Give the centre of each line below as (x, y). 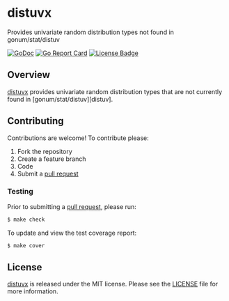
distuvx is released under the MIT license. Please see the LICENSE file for (113, 284)
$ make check (26, 219)
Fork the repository (45, 151)
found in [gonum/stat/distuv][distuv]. (60, 99)
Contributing (35, 121)
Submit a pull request (48, 173)
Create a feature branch (52, 159)
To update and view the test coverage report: (72, 233)
